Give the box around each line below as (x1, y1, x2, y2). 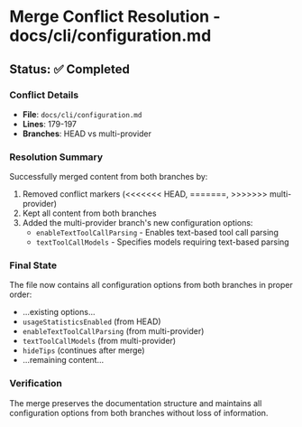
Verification (9, 377, 63, 390)
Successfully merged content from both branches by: (9, 172, 208, 182)
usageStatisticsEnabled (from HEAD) (22, 316, 161, 327)
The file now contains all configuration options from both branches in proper (9, 280, 293, 291)
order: (9, 289, 32, 300)
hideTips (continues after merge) (22, 345, 146, 356)
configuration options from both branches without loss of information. (9, 407, 269, 418)
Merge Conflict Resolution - (9, 6, 221, 27)
